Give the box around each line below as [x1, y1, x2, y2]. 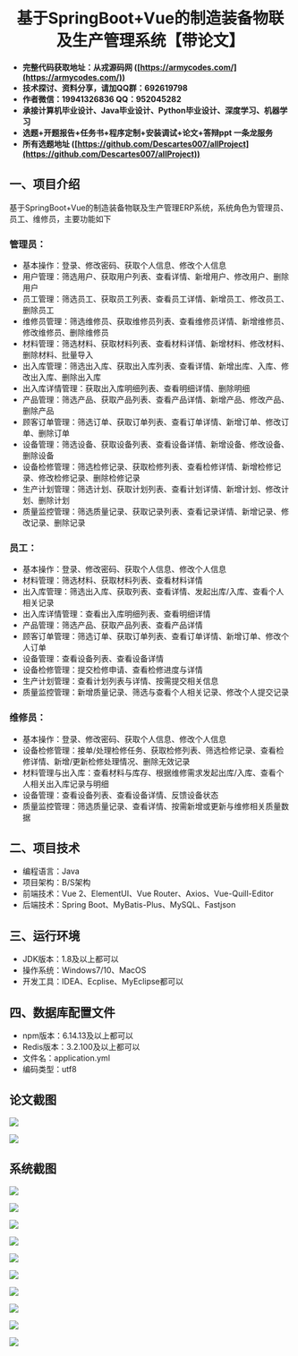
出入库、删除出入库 [30, 372, 101, 383]
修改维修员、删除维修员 [21, 328, 109, 338]
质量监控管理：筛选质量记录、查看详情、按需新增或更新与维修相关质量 [21, 800, 282, 811]
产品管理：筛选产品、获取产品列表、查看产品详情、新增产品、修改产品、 [21, 395, 289, 405]
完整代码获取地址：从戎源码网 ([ [21, 62, 140, 72]
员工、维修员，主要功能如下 [9, 213, 112, 224]
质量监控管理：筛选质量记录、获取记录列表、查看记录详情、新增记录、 [21, 507, 282, 517]
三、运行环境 [9, 928, 81, 943]
